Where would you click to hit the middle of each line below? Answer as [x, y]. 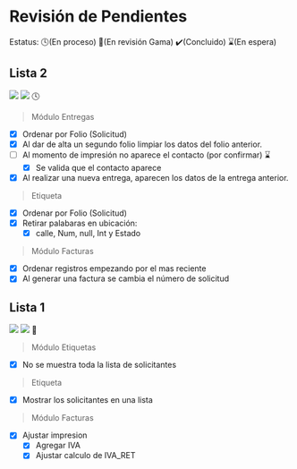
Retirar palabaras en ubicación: [80, 223]
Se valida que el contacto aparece [98, 167]
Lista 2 [28, 73]
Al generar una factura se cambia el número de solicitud [126, 278]
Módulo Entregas [63, 116]
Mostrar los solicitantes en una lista [88, 400]
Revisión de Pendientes [98, 17]
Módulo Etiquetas [64, 347]
